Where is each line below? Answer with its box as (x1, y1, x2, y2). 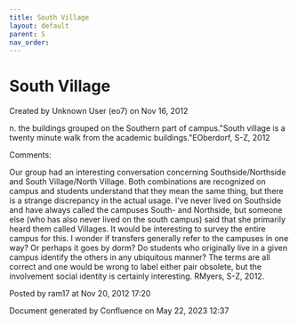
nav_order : (9, 37, 50, 47)
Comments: (9, 150, 52, 160)
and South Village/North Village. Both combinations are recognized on (9, 176, 266, 187)
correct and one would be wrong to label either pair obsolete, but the (9, 262, 262, 272)
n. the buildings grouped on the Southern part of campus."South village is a (9, 123, 286, 134)
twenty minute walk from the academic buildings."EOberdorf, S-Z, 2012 (9, 133, 270, 143)
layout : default (9, 21, 69, 30)
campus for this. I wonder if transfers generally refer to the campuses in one (9, 233, 289, 244)
